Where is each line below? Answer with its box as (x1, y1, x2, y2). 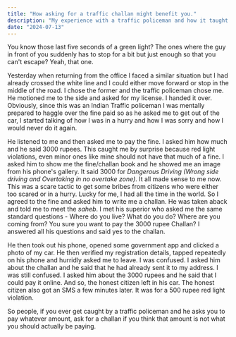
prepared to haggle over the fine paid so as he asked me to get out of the (7, 109, 220, 117)
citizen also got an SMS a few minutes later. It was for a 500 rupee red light (7, 286, 225, 295)
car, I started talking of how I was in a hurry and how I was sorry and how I (7, 116, 224, 125)
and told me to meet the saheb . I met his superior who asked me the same (7, 205, 223, 214)
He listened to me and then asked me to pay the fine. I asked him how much (7, 137, 228, 146)
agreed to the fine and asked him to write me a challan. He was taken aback (7, 197, 228, 206)
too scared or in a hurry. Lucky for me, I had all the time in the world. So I (7, 190, 219, 198)
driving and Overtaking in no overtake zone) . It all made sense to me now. (7, 175, 222, 183)
